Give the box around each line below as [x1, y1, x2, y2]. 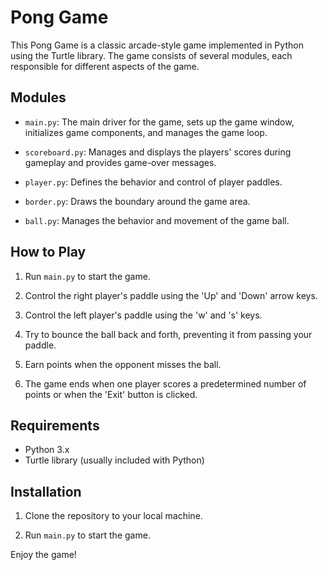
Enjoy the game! [10, 549, 77, 561]
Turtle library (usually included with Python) [24, 454, 205, 466]
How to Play [10, 244, 87, 261]
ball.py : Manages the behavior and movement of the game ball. [24, 214, 290, 226]
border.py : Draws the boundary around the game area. [24, 195, 251, 207]
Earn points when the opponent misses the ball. [24, 358, 222, 370]
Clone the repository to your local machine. [24, 510, 203, 522]
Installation [10, 483, 82, 500]
